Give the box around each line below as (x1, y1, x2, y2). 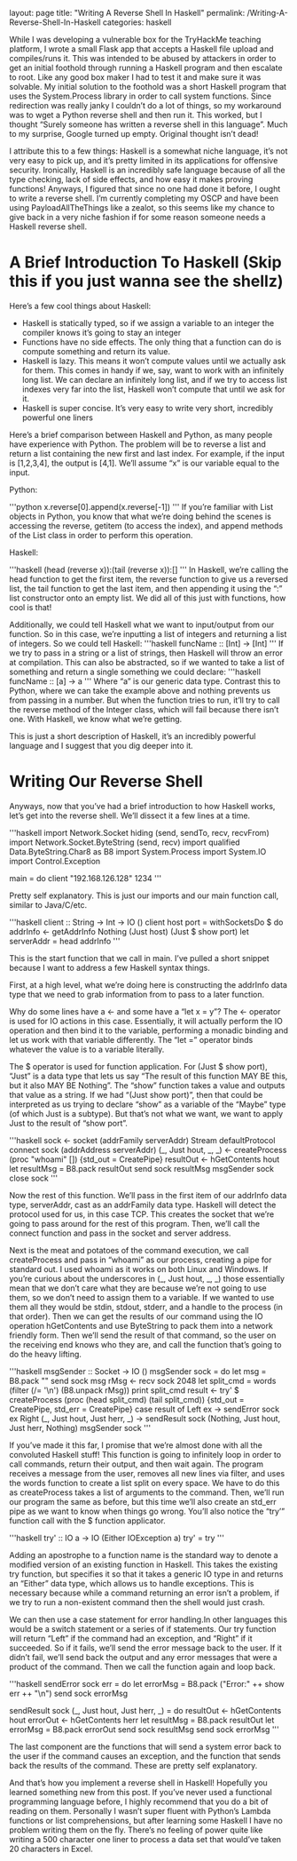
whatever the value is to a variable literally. (9, 1044, 165, 1054)
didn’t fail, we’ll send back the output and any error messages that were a (9, 1651, 277, 1662)
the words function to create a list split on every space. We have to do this (9, 1477, 280, 1488)
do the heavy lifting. (9, 1348, 82, 1359)
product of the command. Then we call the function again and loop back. (9, 1661, 276, 1672)
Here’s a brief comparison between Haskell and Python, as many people (9, 429, 273, 440)
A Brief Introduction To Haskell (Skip (9, 252, 282, 273)
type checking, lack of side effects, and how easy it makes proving (9, 174, 254, 185)
